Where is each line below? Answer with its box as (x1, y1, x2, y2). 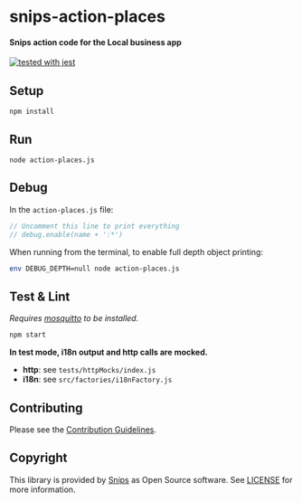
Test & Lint (9, 289, 71, 304)
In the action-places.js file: (9, 204, 114, 214)
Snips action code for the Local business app (9, 36, 183, 47)
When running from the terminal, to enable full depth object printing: (9, 246, 264, 257)
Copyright (9, 450, 68, 466)
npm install (9, 107, 54, 117)
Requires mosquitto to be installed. (9, 313, 139, 324)
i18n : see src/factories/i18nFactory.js (22, 374, 173, 385)
